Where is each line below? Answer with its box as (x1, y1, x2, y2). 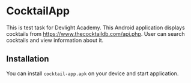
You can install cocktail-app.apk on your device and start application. (6, 70, 179, 77)
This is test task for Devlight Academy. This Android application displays (6, 24, 185, 31)
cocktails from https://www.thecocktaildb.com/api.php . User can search (6, 30, 185, 37)
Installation (6, 54, 49, 64)
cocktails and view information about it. (6, 36, 104, 44)
